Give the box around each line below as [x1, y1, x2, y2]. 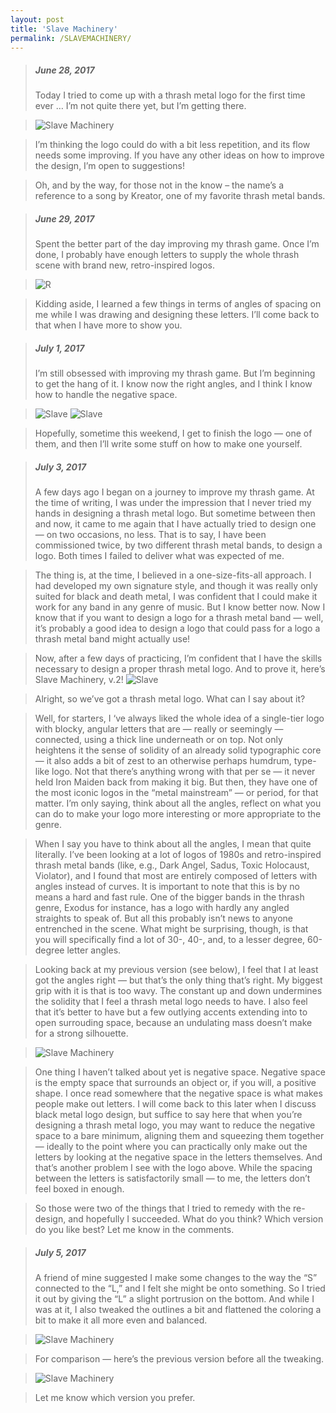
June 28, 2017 [34, 64, 95, 76]
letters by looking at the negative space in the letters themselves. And [34, 1151, 323, 1163]
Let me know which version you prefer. [34, 1392, 196, 1404]
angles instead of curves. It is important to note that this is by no [34, 881, 300, 893]
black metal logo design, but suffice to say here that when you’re [34, 1109, 303, 1121]
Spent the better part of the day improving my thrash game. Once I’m [34, 238, 320, 250]
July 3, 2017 [34, 461, 87, 473]
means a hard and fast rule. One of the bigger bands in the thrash [34, 891, 305, 903]
